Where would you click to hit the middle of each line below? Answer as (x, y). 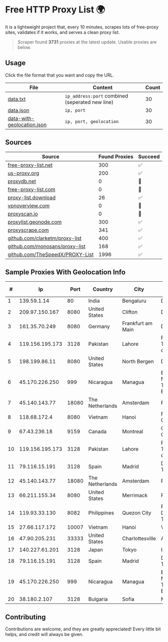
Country (103, 289)
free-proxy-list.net (30, 165)
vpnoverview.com (29, 206)
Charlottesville (139, 538)
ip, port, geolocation (92, 121)
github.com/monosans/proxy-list (47, 246)
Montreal (133, 432)
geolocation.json (27, 125)
